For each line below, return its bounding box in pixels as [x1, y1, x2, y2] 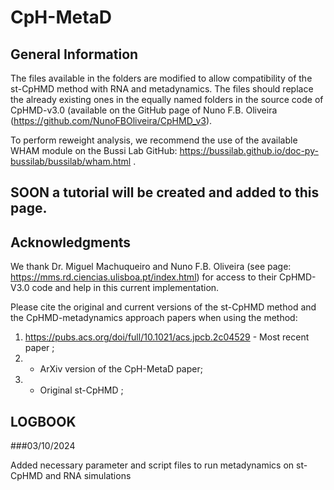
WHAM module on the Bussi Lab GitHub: [10, 145, 178, 156]
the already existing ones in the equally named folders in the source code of [10, 94, 324, 105]
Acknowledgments [10, 234, 132, 251]
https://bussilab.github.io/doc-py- [179, 145, 319, 156]
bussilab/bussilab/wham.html [10, 156, 132, 167]
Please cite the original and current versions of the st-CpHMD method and [10, 301, 317, 313]
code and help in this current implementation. [31, 282, 220, 294]
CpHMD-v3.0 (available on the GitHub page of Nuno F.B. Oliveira [10, 104, 278, 116]
